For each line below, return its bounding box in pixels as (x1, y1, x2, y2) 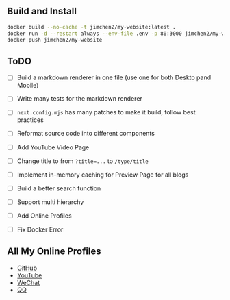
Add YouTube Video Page (16, 143, 90, 151)
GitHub (16, 264, 38, 272)
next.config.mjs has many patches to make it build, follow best (16, 108, 196, 116)
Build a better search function (16, 184, 101, 192)
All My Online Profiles (7, 246, 101, 258)
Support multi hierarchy (16, 198, 84, 206)
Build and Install (7, 5, 77, 17)
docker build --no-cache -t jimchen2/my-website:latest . (7, 23, 176, 30)
